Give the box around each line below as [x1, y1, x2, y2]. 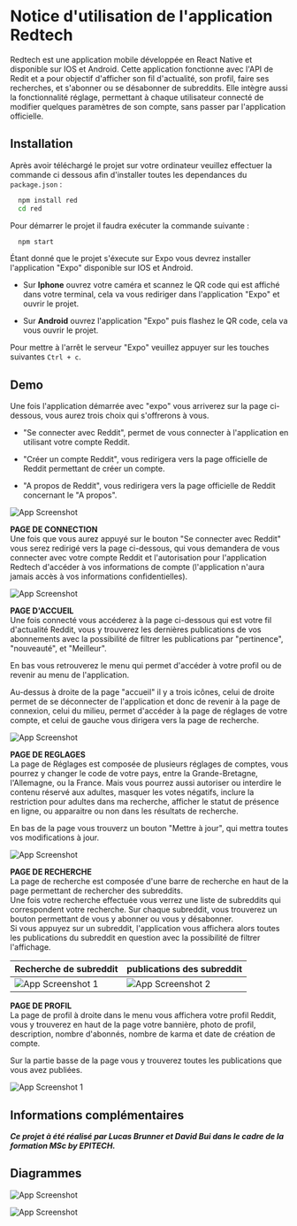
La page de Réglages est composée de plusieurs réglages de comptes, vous [10, 759, 289, 769]
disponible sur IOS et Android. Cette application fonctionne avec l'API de [10, 64, 274, 74]
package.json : [10, 179, 63, 189]
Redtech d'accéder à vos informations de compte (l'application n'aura [10, 562, 265, 573]
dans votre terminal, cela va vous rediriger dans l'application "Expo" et [22, 289, 280, 300]
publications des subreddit [126, 963, 242, 975]
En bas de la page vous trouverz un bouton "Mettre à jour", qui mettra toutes [10, 823, 289, 834]
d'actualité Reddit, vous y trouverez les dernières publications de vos [10, 624, 262, 635]
